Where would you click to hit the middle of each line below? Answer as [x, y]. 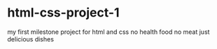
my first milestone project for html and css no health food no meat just [108, 32]
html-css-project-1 [64, 13]
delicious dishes [31, 39]
